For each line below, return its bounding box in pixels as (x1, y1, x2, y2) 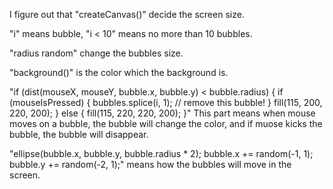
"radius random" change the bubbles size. (9, 47, 184, 59)
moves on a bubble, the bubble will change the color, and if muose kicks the (9, 118, 323, 129)
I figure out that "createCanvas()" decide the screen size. (9, 9, 245, 20)
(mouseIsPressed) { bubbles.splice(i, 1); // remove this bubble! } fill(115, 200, (9, 97, 323, 108)
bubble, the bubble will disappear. (9, 129, 149, 140)
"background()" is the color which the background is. (9, 67, 229, 78)
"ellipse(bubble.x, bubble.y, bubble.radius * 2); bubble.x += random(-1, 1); (9, 148, 314, 159)
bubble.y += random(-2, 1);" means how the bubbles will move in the (9, 159, 292, 170)
